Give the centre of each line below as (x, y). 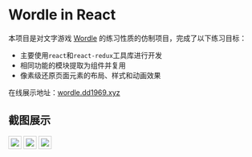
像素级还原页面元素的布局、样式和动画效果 (90, 75)
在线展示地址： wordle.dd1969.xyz (64, 92)
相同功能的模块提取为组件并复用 (73, 65)
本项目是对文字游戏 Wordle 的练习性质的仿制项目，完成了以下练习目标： (128, 38)
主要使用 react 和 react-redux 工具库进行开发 (91, 55)
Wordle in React (62, 15)
